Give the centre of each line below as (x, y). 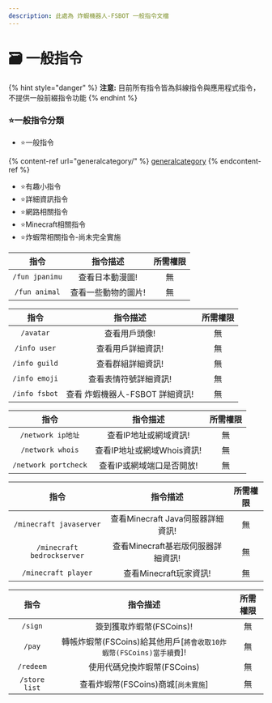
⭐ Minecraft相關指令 (53, 224)
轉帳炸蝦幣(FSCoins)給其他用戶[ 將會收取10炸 (144, 641)
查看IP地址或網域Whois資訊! (149, 450)
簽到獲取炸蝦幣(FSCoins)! (144, 626)
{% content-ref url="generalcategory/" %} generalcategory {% (113, 161)
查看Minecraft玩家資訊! (167, 573)
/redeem (32, 666)
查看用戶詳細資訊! (130, 348)
